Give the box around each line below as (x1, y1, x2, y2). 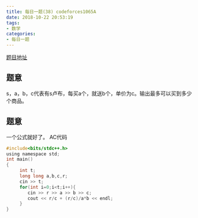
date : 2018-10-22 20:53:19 (6, 14, 73, 20)
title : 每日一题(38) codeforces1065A (6, 8, 97, 15)
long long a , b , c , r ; (19, 173, 68, 179)
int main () (6, 156, 33, 162)
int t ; (19, 168, 36, 174)
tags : (6, 20, 20, 26)
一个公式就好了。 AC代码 (6, 133, 67, 140)
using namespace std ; (6, 151, 60, 157)
